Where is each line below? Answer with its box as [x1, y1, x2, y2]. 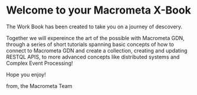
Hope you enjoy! [6, 71, 46, 78]
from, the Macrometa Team [6, 82, 73, 89]
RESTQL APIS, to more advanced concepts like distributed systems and [6, 53, 180, 60]
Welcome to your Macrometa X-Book [6, 4, 192, 17]
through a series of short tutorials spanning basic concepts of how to [6, 41, 174, 48]
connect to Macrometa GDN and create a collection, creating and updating [6, 47, 188, 54]
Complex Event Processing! [6, 60, 73, 67]
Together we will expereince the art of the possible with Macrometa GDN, [6, 34, 185, 41]
